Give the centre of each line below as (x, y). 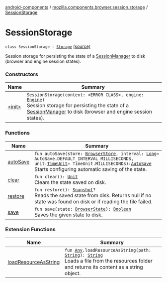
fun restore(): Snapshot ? (65, 190)
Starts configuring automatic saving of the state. (91, 169)
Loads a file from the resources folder (108, 261)
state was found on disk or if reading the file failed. (93, 201)
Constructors (22, 74)
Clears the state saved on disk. (70, 182)
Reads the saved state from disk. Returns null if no (93, 195)
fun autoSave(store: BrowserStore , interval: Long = (97, 153)
